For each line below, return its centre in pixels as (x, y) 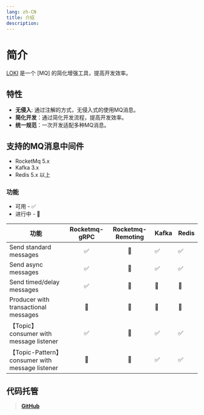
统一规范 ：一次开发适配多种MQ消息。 (62, 125)
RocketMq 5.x (32, 161)
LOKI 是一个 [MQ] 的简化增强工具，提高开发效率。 (69, 73)
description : (23, 23)
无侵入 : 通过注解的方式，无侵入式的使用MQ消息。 (77, 110)
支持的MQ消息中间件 (45, 146)
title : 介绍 (20, 18)
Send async (26, 265)
